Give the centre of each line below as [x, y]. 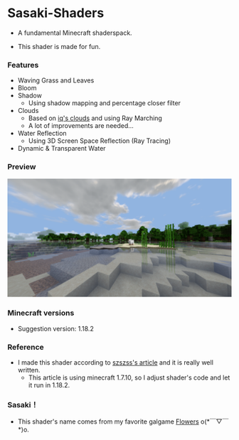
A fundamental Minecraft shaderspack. [75, 33]
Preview [22, 167]
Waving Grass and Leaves [56, 80]
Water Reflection [42, 134]
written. [29, 370]
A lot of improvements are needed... [81, 126]
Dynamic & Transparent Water [62, 149]
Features [23, 65]
